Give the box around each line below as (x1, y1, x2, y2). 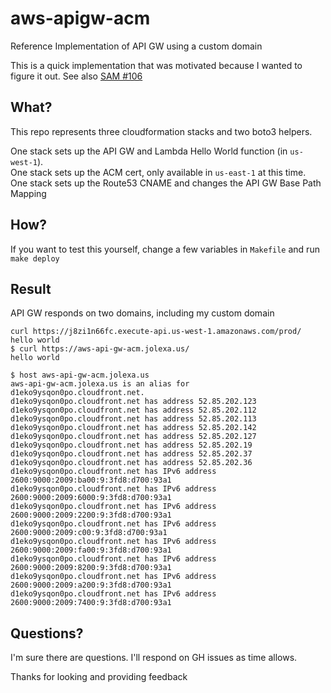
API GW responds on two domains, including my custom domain (10, 307, 275, 319)
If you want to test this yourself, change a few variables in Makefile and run (10, 243, 320, 255)
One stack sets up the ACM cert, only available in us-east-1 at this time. (10, 166, 307, 178)
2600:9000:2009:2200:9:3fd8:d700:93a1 (10, 510, 172, 521)
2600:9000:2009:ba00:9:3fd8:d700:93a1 (10, 475, 172, 486)
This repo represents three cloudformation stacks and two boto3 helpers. (10, 125, 313, 137)
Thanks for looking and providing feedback (10, 671, 188, 683)
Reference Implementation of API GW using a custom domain (10, 40, 263, 52)
